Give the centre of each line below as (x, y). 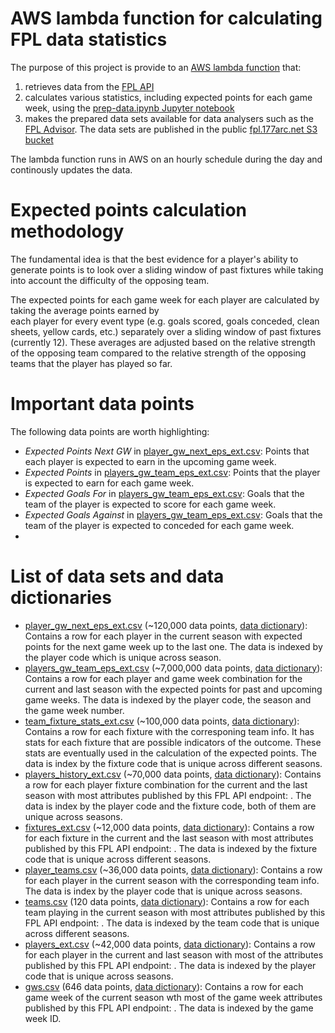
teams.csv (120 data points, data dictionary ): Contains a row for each (167, 901)
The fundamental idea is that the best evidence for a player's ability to (154, 259)
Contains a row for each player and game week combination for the (163, 678)
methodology (67, 231)
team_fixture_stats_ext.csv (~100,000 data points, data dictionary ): (162, 721)
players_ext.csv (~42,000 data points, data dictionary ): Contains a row (170, 944)
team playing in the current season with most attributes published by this (175, 912)
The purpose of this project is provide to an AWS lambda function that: (156, 67)
